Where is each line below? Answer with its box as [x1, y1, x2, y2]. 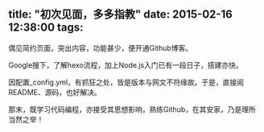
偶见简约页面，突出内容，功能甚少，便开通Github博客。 [8, 43, 193, 52]
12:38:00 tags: [8, 21, 84, 35]
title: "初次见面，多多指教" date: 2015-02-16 [8, 7, 233, 22]
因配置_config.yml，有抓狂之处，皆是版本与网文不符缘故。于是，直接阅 [8, 77, 244, 87]
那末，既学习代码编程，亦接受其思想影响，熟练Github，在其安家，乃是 [8, 104, 242, 114]
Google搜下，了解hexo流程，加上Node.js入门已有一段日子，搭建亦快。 [8, 60, 243, 70]
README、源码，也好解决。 [8, 87, 102, 97]
